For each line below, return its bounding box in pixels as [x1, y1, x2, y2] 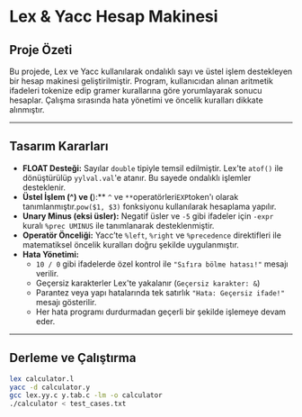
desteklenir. [22, 182, 66, 193]
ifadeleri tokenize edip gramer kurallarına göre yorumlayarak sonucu [9, 86, 262, 95]
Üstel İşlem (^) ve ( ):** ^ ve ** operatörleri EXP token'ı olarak [22, 191, 239, 202]
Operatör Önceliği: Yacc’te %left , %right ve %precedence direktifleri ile [22, 230, 281, 240]
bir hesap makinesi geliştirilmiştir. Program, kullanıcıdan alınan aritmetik [9, 76, 274, 86]
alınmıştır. [9, 104, 45, 114]
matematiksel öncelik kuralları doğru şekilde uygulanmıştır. [22, 239, 240, 249]
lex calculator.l [9, 374, 75, 384]
